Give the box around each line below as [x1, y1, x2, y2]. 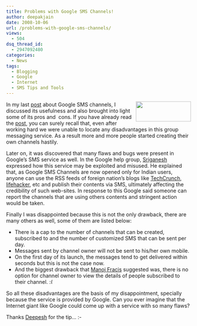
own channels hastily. [6, 138, 59, 145]
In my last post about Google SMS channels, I [6, 101, 116, 108]
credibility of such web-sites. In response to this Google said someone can [6, 187, 187, 194]
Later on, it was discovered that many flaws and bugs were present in [6, 150, 174, 157]
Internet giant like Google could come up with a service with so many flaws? [6, 302, 191, 309]
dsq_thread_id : [6, 42, 43, 47]
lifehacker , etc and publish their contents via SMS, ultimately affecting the [6, 181, 184, 188]
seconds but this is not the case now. [14, 259, 105, 267]
